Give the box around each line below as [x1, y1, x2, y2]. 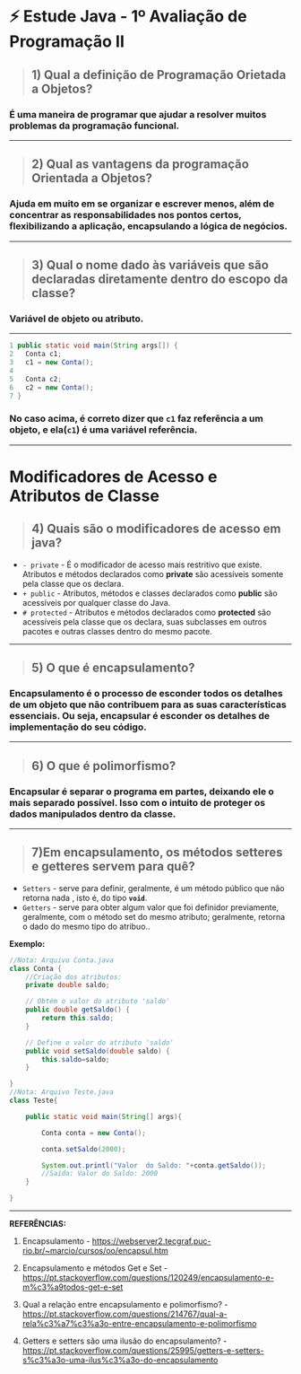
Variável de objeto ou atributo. [9, 312, 144, 325]
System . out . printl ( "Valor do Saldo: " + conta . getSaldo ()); [41, 1160, 267, 1170]
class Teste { [9, 1096, 58, 1106]
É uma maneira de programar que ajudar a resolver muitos [9, 108, 267, 120]
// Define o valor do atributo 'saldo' [25, 1037, 175, 1047]
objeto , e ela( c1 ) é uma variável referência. [9, 424, 198, 436]
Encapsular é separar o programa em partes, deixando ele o [9, 785, 275, 798]
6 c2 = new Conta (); [9, 382, 94, 392]
